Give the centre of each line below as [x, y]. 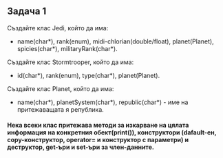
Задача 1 [27, 11]
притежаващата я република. [61, 109]
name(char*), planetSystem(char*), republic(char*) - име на [103, 102]
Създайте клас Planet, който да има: [61, 88]
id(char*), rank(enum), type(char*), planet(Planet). [88, 75]
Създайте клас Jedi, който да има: [58, 28]
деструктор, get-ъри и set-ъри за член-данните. [81, 147]
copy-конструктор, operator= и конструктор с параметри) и [98, 140]
